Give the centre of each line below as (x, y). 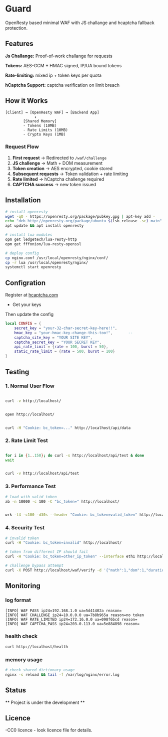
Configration (25, 283)
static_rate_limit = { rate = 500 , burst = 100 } (64, 352)
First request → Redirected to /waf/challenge (59, 158)
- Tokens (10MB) (40, 125)
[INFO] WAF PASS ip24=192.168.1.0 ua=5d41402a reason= (63, 611)
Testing (17, 372)
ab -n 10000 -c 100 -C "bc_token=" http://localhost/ (62, 501)
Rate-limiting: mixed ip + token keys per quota (53, 75)
